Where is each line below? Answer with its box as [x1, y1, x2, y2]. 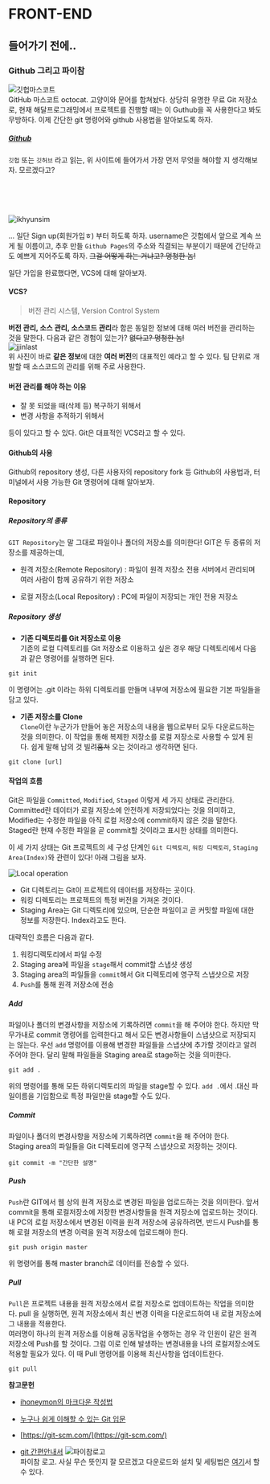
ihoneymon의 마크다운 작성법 [19, 1397, 113, 1407]
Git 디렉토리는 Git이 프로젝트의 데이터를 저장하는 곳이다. [19, 885, 195, 895]
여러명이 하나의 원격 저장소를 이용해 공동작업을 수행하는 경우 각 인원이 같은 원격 [8, 1329, 257, 1338]
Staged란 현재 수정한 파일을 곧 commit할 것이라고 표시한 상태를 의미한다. [8, 826, 239, 835]
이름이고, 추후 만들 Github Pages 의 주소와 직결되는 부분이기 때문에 [25, 240, 234, 250]
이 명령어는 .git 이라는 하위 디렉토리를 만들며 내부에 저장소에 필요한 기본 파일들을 [8, 684, 261, 694]
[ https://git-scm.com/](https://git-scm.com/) [19, 1430, 167, 1440]
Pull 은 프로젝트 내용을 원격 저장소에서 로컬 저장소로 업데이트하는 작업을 [8, 1299, 233, 1309]
